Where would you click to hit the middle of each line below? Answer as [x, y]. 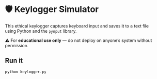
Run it [14, 61]
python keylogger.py [26, 72]
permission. [17, 45]
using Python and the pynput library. [41, 31]
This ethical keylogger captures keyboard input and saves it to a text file [77, 26]
